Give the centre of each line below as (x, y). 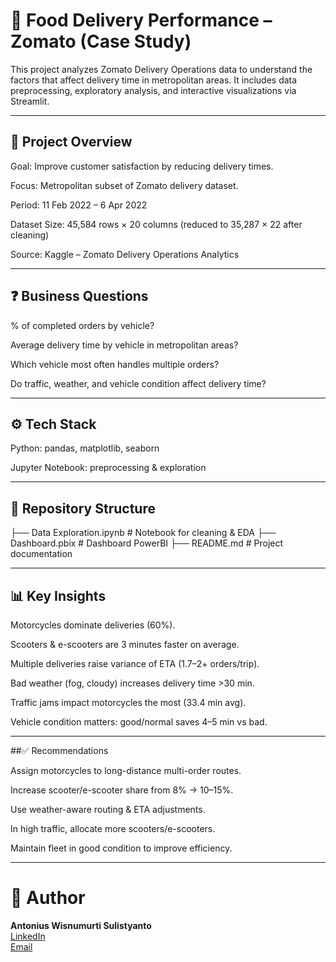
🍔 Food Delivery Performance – (141, 20)
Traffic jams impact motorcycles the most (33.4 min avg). (128, 702)
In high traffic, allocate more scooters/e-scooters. (113, 828)
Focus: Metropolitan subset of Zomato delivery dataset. (124, 185)
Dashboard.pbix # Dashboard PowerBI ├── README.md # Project (147, 543)
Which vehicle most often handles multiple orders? (115, 364)
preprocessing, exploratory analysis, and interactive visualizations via (153, 90)
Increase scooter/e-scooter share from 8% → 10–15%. (122, 790)
